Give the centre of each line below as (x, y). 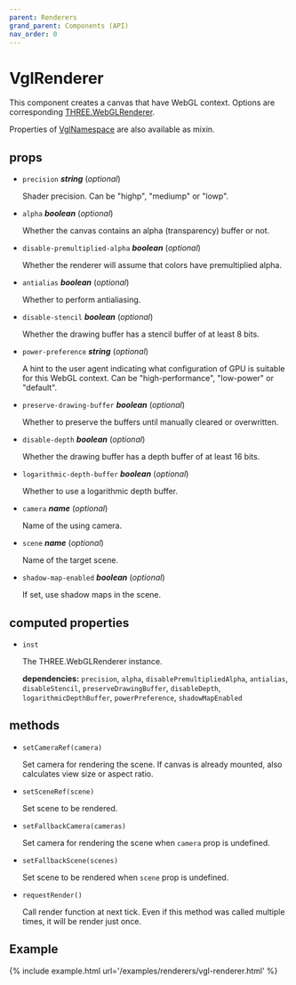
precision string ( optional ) (72, 179)
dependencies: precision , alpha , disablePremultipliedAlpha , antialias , (155, 679)
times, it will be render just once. (82, 921)
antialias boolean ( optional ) (76, 282)
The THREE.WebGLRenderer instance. (92, 661)
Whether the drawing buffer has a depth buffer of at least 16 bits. (141, 457)
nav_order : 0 (33, 34)
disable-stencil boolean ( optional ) (88, 317)
